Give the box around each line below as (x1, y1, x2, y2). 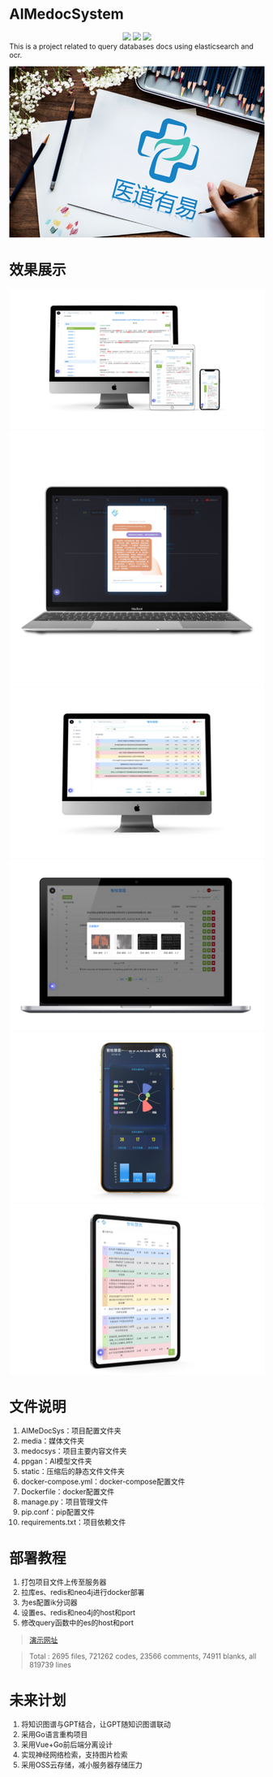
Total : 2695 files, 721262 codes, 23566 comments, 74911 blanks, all (28, 1651, 257, 1662)
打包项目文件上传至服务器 (20, 1577, 107, 1587)
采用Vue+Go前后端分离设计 (20, 1740, 113, 1749)
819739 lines (28, 1660, 72, 1670)
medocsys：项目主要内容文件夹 (20, 1446, 127, 1456)
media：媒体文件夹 (20, 1436, 85, 1446)
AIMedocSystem (9, 5, 124, 24)
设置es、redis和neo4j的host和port (20, 1608, 136, 1618)
